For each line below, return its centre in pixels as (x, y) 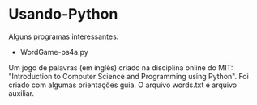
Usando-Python (63, 14)
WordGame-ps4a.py (54, 52)
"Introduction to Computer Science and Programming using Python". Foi (128, 76)
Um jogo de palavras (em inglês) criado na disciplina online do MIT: (121, 67)
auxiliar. (21, 93)
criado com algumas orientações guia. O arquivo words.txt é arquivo (123, 85)
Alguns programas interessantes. (64, 36)
